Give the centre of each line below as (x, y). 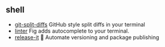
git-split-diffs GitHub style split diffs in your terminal (80, 24)
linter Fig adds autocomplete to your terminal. (72, 31)
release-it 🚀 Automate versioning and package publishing (87, 37)
